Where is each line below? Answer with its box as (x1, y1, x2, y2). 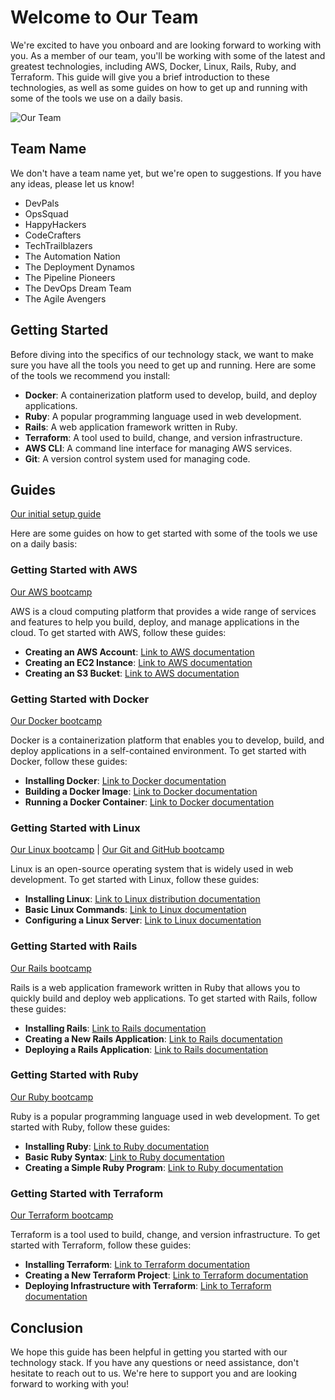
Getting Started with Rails (10, 939, 138, 953)
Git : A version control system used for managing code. (24, 452, 251, 465)
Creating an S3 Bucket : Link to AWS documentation (24, 667, 240, 679)
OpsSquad (24, 207, 69, 220)
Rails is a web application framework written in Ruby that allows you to (10, 981, 301, 993)
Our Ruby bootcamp (10, 1091, 94, 1103)
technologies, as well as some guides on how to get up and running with (10, 81, 308, 93)
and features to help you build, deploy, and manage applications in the (10, 616, 300, 628)
